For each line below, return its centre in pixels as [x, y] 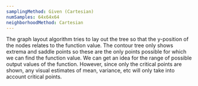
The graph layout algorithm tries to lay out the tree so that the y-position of [97, 39]
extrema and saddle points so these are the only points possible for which [96, 52]
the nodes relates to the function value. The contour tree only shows [90, 45]
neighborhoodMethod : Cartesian [45, 22]
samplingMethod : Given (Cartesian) [50, 11]
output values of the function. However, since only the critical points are [94, 64]
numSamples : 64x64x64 [33, 17]
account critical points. [34, 77]
